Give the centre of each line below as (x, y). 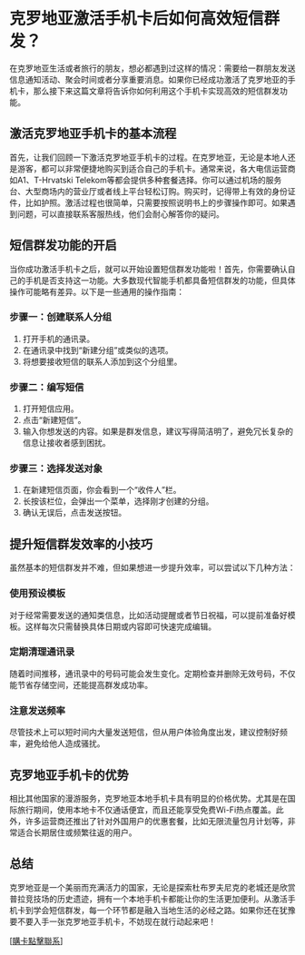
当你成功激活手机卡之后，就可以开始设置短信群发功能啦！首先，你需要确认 (148, 269)
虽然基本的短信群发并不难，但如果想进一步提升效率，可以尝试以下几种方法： (152, 567)
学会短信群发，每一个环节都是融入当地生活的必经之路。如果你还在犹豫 (164, 910)
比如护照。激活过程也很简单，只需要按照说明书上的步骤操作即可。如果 (156, 202)
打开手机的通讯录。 (59, 339)
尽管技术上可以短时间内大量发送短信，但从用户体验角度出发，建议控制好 (144, 733)
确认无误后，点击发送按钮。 (74, 513)
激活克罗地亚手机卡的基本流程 (93, 134)
